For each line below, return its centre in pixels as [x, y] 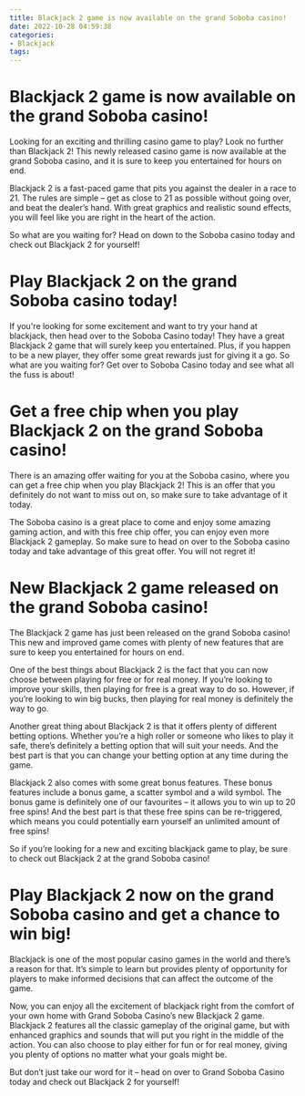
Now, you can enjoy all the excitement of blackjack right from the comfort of [152, 1006]
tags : [20, 52]
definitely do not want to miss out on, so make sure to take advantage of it [148, 494]
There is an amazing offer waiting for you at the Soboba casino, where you [149, 475]
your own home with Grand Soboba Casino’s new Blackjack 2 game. [137, 1015]
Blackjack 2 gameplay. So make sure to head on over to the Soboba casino [150, 541]
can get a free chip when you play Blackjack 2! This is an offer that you [142, 485]
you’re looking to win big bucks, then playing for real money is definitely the [152, 698]
